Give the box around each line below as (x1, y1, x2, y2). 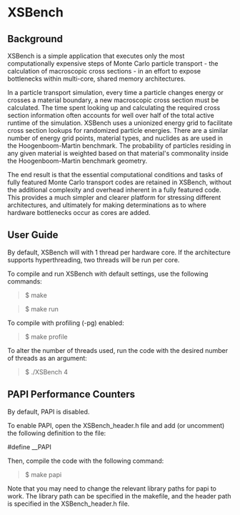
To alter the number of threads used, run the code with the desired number (7, 346, 229, 354)
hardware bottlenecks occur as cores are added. (7, 209, 151, 216)
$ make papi (24, 470, 62, 479)
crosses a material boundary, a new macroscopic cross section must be (7, 96, 219, 104)
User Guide (7, 229, 59, 241)
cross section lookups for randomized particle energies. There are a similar (7, 126, 229, 134)
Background (7, 33, 63, 45)
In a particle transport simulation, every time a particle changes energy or (7, 89, 224, 96)
